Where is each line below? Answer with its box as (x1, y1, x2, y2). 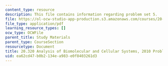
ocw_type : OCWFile (5, 30, 43, 35)
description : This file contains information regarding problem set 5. (5, 12, 157, 17)
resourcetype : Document (5, 44, 55, 49)
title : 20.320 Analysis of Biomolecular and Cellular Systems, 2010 (5, 49, 151, 54)
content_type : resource (5, 7, 55, 12)
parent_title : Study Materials (5, 35, 70, 40)
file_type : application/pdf (5, 21, 64, 26)
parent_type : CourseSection (5, 40, 64, 45)
